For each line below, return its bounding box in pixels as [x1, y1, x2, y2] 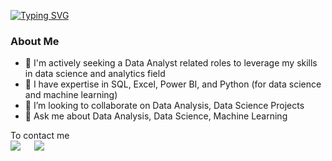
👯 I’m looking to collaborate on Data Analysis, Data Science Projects [24, 100, 305, 112]
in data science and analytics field [24, 68, 166, 80]
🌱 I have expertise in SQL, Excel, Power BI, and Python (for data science [24, 78, 322, 90]
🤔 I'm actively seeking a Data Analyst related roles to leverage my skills [24, 57, 318, 69]
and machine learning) [24, 89, 118, 101]
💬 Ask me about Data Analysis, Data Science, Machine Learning [24, 110, 288, 122]
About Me [10, 34, 60, 48]
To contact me [10, 130, 70, 142]
